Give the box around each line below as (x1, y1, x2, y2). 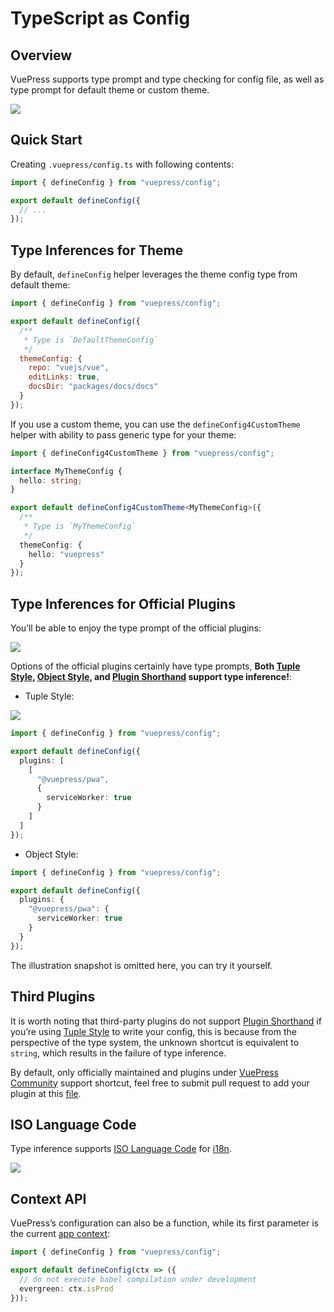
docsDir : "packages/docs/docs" (28, 382, 159, 392)
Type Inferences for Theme (10, 242, 184, 259)
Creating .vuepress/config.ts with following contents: (10, 158, 234, 170)
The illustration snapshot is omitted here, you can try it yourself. (10, 959, 273, 971)
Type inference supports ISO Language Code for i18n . (10, 1143, 232, 1155)
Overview (10, 47, 73, 64)
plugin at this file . (10, 1087, 82, 1099)
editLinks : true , (28, 372, 101, 382)
